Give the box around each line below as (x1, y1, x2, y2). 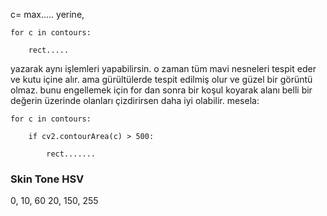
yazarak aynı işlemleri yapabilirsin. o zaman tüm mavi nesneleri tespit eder (10, 63, 317, 74)
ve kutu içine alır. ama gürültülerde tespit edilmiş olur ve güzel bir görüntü (10, 74, 313, 85)
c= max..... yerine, (10, 9, 85, 20)
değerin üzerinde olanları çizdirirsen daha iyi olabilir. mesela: (10, 95, 260, 106)
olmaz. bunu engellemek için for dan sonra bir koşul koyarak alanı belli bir (10, 84, 313, 96)
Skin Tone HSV (10, 172, 85, 186)
